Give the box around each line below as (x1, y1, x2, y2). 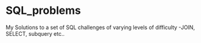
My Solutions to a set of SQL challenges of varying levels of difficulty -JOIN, (5, 24, 196, 31)
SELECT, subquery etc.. (5, 30, 65, 37)
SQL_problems (5, 4, 81, 18)
